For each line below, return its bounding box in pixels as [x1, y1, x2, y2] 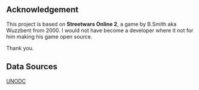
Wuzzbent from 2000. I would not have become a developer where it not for [6, 27, 194, 34]
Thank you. [6, 44, 34, 52]
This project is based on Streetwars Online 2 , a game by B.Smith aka [6, 20, 177, 27]
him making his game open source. [6, 33, 93, 40]
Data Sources [6, 62, 58, 72]
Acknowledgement [6, 5, 79, 15]
